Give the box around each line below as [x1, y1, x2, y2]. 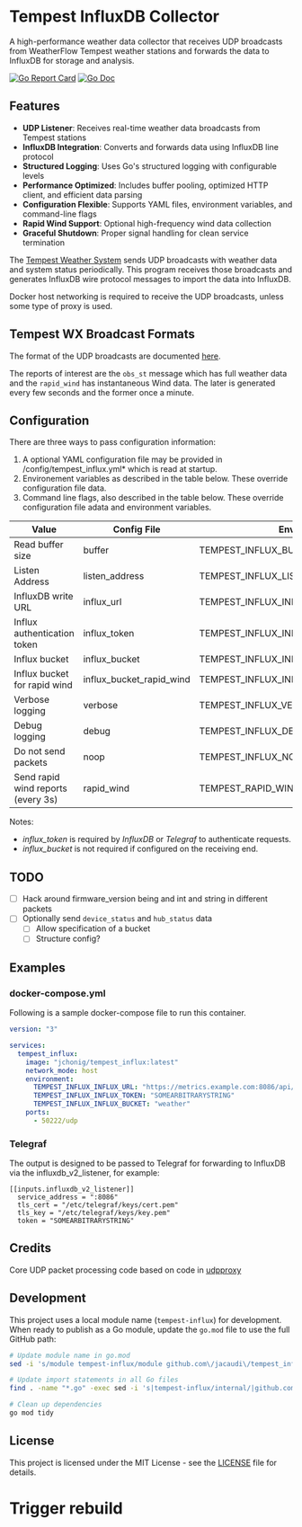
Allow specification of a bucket [35, 923, 151, 934]
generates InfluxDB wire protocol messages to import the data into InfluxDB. [9, 273, 292, 284]
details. [9, 1467, 37, 1478]
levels [22, 170, 45, 181]
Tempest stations [22, 132, 87, 143]
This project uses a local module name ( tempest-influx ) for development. [9, 1314, 282, 1325]
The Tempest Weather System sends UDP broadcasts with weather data [9, 254, 277, 265]
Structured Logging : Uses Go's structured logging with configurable [22, 160, 277, 172]
